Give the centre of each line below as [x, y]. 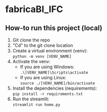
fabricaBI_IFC [34, 9]
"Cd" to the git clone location [43, 45]
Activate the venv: [31, 61]
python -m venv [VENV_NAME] [42, 57]
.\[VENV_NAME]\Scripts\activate [54, 73]
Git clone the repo [31, 40]
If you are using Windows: [47, 67]
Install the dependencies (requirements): [55, 88]
